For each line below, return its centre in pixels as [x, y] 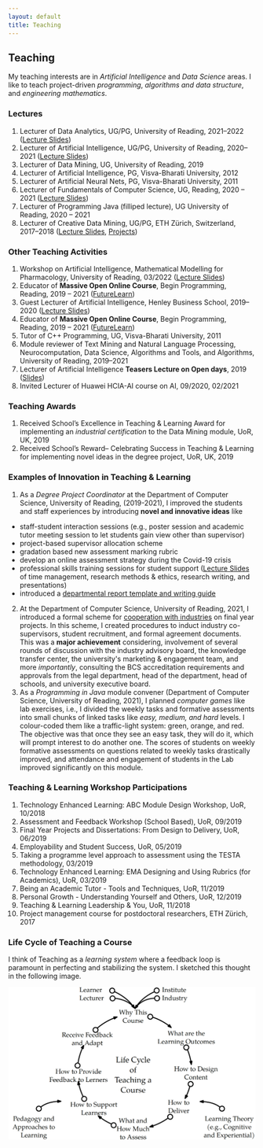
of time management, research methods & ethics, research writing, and [134, 576]
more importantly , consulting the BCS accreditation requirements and [132, 667]
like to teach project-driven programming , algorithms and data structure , [126, 85]
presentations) [43, 585]
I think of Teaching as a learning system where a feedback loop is [115, 959]
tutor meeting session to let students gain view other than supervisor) [132, 534]
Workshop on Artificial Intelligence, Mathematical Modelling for [121, 268]
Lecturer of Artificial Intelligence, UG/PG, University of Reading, [122, 148]
